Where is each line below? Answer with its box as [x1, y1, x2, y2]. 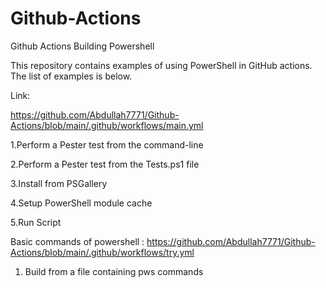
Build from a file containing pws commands [24, 265, 204, 277]
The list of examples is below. [10, 70, 133, 82]
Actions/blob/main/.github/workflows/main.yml [10, 119, 204, 131]
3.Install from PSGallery [10, 177, 108, 189]
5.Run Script [10, 216, 62, 228]
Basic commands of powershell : [10, 235, 145, 247]
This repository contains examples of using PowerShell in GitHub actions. [10, 59, 313, 71]
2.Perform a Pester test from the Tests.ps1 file [10, 158, 200, 170]
